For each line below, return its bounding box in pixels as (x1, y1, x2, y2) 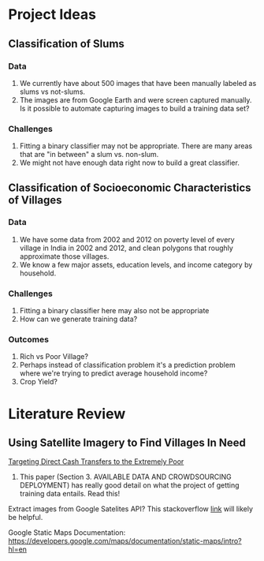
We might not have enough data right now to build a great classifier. (19, 158, 240, 167)
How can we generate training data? (19, 314, 138, 324)
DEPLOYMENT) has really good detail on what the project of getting (19, 481, 240, 490)
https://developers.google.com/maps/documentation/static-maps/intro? (8, 537, 242, 546)
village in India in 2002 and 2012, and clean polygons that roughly (19, 243, 234, 252)
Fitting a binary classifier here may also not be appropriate (19, 306, 210, 316)
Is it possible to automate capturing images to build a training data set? (19, 103, 250, 113)
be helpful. (8, 513, 43, 522)
